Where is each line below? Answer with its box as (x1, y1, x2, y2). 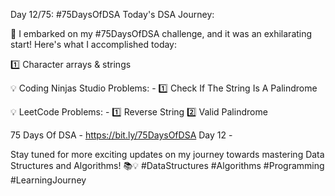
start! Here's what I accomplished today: (10, 39, 178, 50)
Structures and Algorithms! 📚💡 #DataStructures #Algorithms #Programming (10, 160, 325, 171)
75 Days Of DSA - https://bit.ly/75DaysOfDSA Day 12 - (10, 129, 233, 141)
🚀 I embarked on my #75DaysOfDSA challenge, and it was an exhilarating (10, 28, 313, 39)
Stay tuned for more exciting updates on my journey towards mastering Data (10, 149, 325, 160)
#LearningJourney (10, 174, 87, 186)
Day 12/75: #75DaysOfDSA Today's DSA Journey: (10, 9, 215, 20)
